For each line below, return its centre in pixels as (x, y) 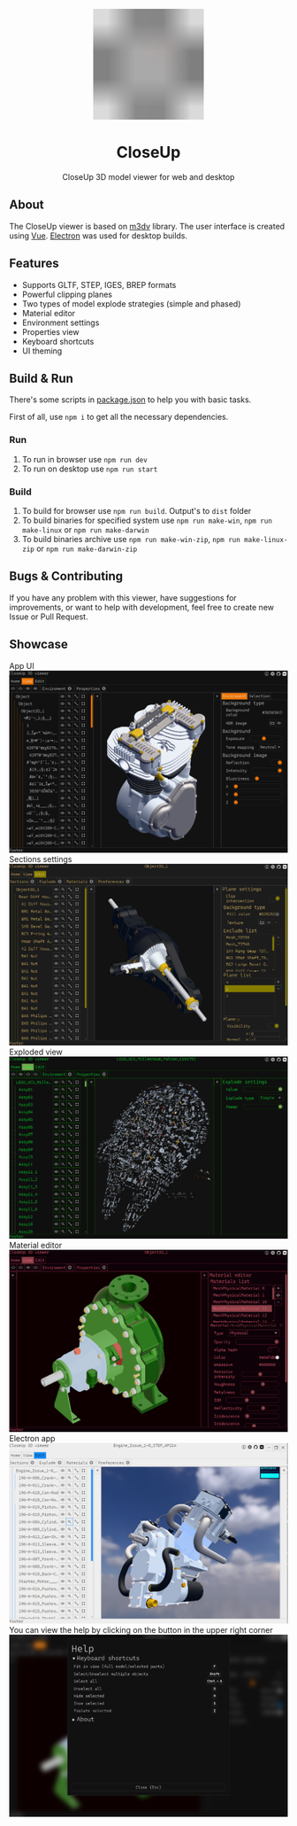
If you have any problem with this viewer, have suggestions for (123, 597)
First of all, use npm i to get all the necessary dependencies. (119, 417)
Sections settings (41, 859)
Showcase (39, 645)
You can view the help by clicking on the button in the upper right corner (141, 1630)
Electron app (32, 1438)
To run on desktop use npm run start (90, 469)
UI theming (42, 351)
